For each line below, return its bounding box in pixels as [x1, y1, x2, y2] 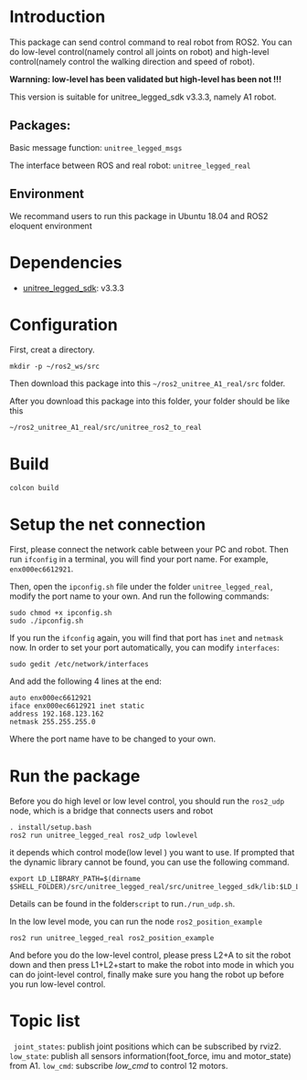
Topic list [9, 1011, 80, 1032]
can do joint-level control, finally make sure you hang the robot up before [9, 970, 285, 980]
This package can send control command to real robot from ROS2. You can [9, 37, 292, 47]
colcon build [9, 484, 59, 493]
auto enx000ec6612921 [9, 694, 92, 703]
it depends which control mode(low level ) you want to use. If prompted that [9, 847, 295, 858]
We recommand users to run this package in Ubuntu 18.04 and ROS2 [9, 210, 269, 221]
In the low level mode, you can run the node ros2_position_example [9, 916, 263, 928]
